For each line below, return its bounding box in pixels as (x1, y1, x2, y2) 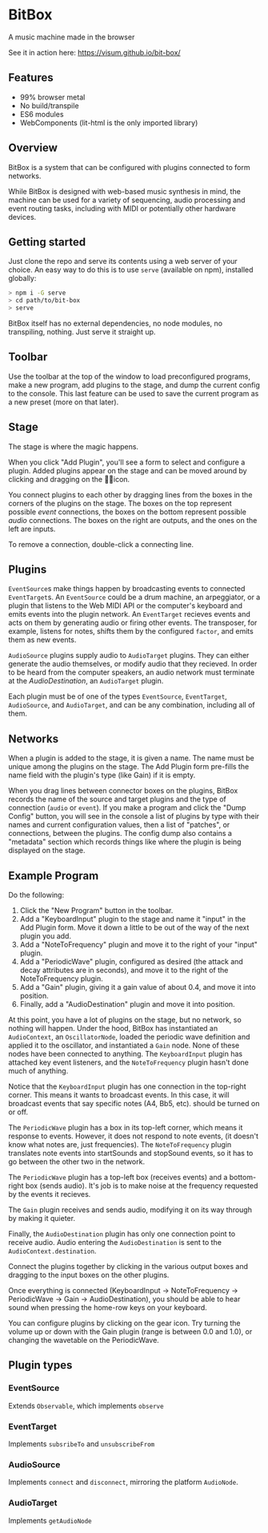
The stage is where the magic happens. (8, 441, 138, 451)
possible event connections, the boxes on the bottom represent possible (8, 507, 246, 517)
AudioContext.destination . (8, 1246, 97, 1256)
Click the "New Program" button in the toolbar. (19, 906, 174, 915)
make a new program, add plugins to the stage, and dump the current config (8, 379, 260, 390)
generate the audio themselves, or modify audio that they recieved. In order (8, 659, 258, 669)
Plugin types (8, 1358, 73, 1373)
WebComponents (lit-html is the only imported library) (19, 118, 198, 128)
